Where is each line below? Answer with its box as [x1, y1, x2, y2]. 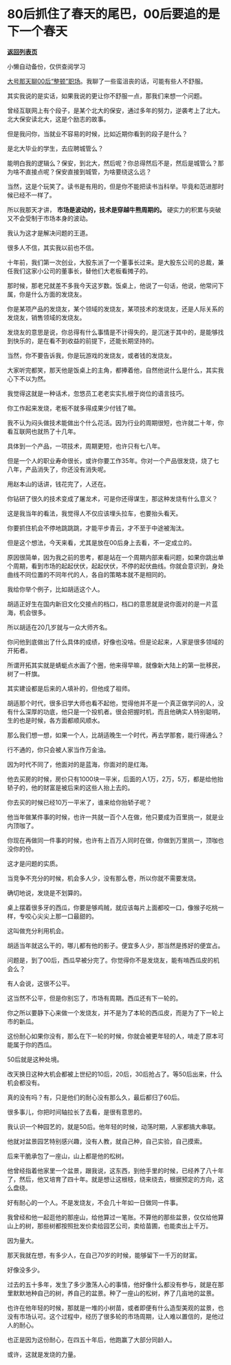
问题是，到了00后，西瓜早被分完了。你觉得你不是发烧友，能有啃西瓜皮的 [7, 956, 214, 964]
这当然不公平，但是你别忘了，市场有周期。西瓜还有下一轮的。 [7, 994, 182, 1002]
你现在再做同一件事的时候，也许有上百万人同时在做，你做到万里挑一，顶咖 [7, 836, 218, 844]
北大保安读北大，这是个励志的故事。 [7, 115, 110, 123]
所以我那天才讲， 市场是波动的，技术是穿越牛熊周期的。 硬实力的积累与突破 [7, 205, 221, 214]
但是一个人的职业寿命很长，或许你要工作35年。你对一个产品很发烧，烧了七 [7, 456, 219, 464]
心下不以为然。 [7, 374, 49, 383]
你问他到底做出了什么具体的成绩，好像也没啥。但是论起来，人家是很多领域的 [7, 638, 224, 646]
